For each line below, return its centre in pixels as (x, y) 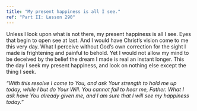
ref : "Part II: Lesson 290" (41, 17)
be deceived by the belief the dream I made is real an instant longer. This (95, 59)
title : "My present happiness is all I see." (63, 12)
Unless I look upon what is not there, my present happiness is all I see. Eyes (99, 34)
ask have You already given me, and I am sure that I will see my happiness (98, 96)
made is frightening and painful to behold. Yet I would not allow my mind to (98, 53)
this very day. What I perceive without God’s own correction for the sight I (96, 46)
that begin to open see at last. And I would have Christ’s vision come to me (97, 40)
